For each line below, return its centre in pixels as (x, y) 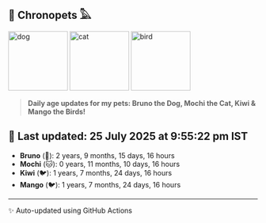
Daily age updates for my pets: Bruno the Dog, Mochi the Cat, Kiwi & (142, 103)
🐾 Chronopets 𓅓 (50, 15)
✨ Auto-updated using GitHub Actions (70, 210)
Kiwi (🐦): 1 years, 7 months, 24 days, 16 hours (96, 172)
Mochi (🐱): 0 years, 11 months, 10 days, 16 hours (100, 164)
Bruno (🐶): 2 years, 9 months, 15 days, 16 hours (97, 155)
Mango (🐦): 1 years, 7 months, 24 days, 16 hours (100, 184)
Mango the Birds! (56, 111)
